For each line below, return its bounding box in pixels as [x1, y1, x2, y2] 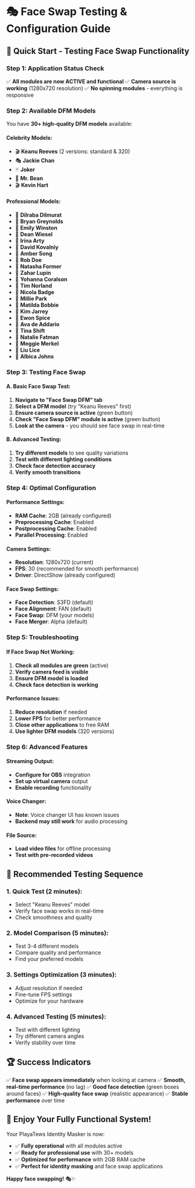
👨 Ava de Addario [14, 320, 60, 327]
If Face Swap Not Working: [6, 648, 75, 655]
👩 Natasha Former [14, 263, 62, 270]
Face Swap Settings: [6, 585, 59, 592]
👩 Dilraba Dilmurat [14, 211, 62, 218]
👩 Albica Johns [14, 352, 54, 360]
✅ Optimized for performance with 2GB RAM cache [14, 1155, 146, 1163]
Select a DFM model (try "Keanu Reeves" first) [14, 402, 132, 410]
